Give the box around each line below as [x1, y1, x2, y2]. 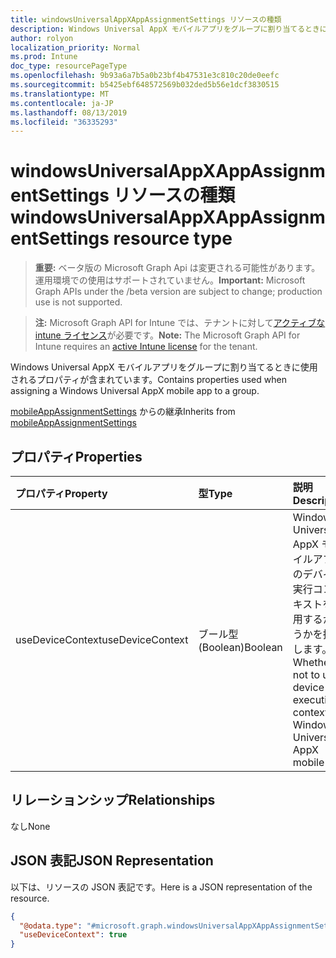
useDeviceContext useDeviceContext [15, 633, 189, 646]
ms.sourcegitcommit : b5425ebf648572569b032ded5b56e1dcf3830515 [10, 80, 280, 90]
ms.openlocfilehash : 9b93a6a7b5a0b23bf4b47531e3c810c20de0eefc [10, 71, 280, 81]
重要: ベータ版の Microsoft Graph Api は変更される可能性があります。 [34, 262, 321, 274]
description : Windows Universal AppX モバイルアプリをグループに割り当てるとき [10, 24, 320, 34]
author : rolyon [10, 33, 74, 43]
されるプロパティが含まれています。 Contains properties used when [10, 374, 287, 386]
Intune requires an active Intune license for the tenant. [34, 341, 258, 353]
